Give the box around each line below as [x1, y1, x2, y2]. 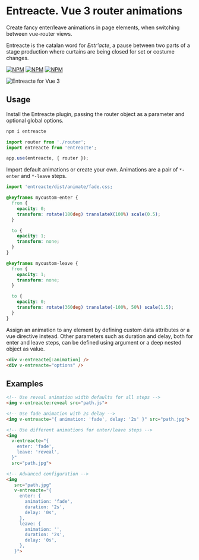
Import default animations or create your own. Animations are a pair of [6, 166, 178, 173]
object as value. [6, 345, 45, 352]
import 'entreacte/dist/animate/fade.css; [6, 184, 113, 190]
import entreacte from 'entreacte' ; [6, 145, 97, 151]
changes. [6, 54, 29, 61]
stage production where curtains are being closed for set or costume [6, 48, 175, 55]
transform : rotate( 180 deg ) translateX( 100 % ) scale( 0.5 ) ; [17, 211, 161, 217]
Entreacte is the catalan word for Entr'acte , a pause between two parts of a [6, 42, 190, 49]
